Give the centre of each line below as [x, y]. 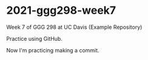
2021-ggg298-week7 [61, 10]
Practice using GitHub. [34, 38]
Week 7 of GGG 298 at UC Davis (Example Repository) [74, 27]
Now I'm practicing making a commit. [53, 50]
